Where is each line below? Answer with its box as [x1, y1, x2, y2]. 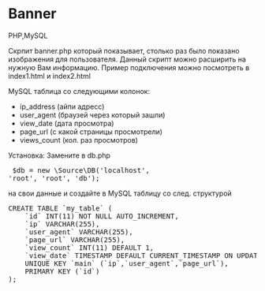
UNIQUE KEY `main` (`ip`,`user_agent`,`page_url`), [24, 259, 229, 268]
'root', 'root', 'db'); [8, 173, 100, 182]
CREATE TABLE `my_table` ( [8, 203, 113, 213]
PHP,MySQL [8, 31, 48, 40]
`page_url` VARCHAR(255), [24, 235, 125, 244]
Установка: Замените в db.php [8, 151, 110, 160]
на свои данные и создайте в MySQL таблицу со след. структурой [8, 188, 233, 198]
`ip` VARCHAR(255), [24, 219, 100, 229]
